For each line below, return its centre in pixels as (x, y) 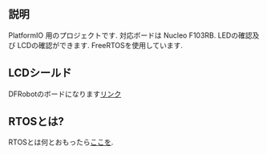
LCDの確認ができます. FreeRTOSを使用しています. (100, 45)
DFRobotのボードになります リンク (65, 94)
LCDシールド (40, 73)
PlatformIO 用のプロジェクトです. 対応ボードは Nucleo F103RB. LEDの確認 (130, 35)
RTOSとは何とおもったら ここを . (61, 142)
